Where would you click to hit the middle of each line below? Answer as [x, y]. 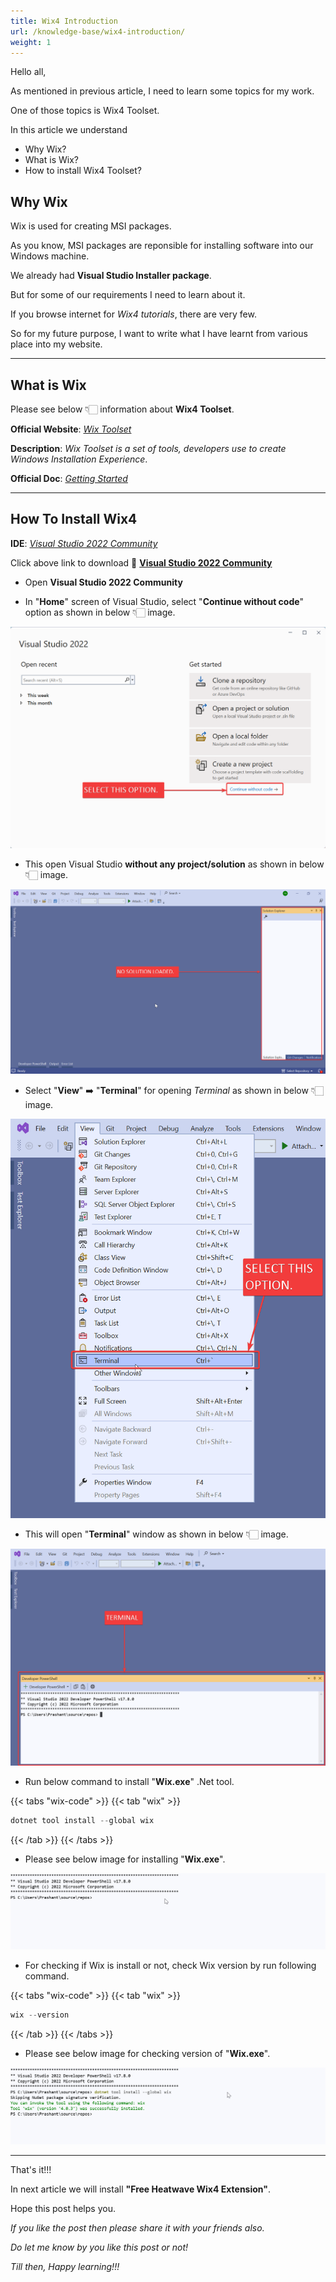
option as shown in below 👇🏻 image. [100, 612]
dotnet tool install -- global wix [82, 1820]
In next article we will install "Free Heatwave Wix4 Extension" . [141, 2189]
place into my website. [56, 344]
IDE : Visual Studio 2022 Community [84, 543]
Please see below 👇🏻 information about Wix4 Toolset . [122, 409]
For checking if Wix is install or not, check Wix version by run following [170, 1966]
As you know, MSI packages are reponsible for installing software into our [162, 246]
